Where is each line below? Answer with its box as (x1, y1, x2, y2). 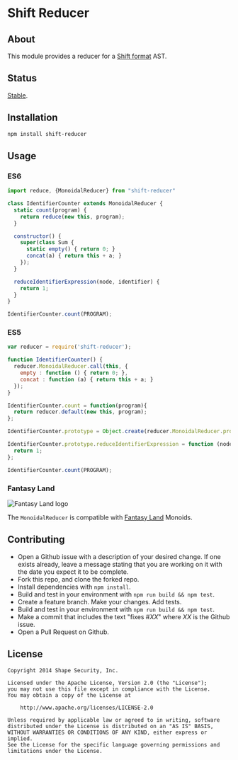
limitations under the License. (7, 747, 103, 754)
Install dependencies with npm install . (17, 582, 131, 591)
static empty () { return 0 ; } (25, 246, 115, 253)
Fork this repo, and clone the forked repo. (17, 575, 140, 583)
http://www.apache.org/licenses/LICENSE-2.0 (20, 704, 154, 711)
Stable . (7, 91, 28, 100)
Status (7, 72, 38, 84)
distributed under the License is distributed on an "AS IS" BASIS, (7, 722, 214, 730)
